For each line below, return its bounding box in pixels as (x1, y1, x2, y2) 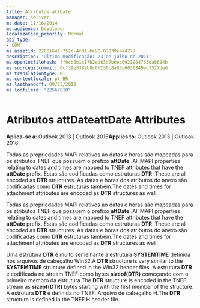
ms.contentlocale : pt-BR (6, 76, 68, 82)
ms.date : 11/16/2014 (6, 20, 58, 26)
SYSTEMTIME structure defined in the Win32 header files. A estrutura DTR (6, 263, 192, 271)
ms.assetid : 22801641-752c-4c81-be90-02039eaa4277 (6, 48, 136, 54)
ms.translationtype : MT (6, 70, 66, 76)
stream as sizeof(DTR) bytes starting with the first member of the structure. (6, 283, 194, 290)
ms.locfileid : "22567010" (6, 87, 71, 93)
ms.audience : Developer (6, 25, 66, 32)
